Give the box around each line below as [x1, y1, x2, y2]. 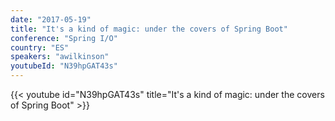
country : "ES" [10, 42, 70, 53]
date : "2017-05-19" [10, 14, 92, 25]
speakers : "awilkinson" [10, 52, 110, 62]
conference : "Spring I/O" [10, 33, 118, 43]
